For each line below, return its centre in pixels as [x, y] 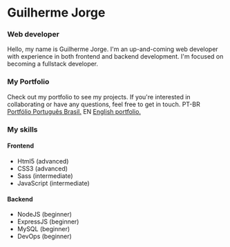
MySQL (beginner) [44, 229]
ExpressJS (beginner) [48, 221]
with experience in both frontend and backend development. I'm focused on [115, 57]
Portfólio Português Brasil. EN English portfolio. [74, 111]
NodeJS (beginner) [45, 215]
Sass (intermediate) [45, 176]
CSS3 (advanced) [42, 168]
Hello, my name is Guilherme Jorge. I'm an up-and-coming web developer [113, 49]
